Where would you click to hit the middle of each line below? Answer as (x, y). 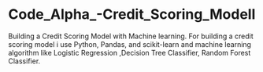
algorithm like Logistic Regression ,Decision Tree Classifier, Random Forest (130, 52)
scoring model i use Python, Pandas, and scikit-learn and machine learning (130, 44)
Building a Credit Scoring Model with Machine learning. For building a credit (131, 36)
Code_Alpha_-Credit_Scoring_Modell (132, 14)
